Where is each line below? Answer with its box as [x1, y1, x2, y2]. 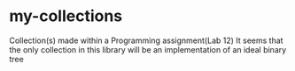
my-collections [9, 6, 123, 26]
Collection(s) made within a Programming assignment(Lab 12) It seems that [9, 35, 283, 46]
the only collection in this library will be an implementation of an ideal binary [9, 44, 287, 54]
